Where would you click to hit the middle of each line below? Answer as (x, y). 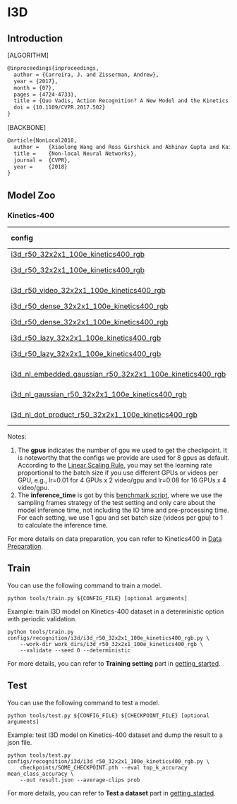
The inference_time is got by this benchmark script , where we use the (120, 495)
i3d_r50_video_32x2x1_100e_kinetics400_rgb (88, 290)
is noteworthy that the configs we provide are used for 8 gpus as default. (123, 457)
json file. (20, 742)
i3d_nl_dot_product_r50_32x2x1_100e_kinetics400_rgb (104, 415)
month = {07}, (34, 88)
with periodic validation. (42, 619)
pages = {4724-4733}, (45, 95)
